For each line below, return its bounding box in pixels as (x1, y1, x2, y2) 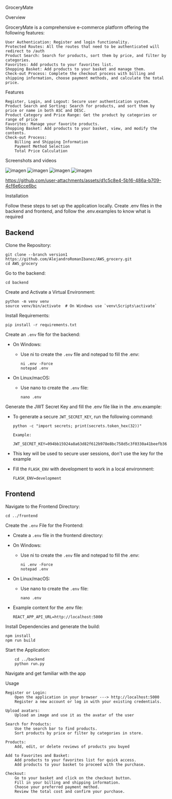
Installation (5, 193, 29, 199)
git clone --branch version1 (5, 252, 68, 257)
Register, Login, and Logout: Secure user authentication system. (5, 99, 150, 104)
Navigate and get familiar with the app (5, 670, 86, 676)
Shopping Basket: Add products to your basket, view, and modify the (5, 126, 158, 131)
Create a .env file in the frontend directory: (12, 532, 104, 538)
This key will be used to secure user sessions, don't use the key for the (12, 450, 163, 456)
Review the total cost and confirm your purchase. (14, 789, 125, 794)
